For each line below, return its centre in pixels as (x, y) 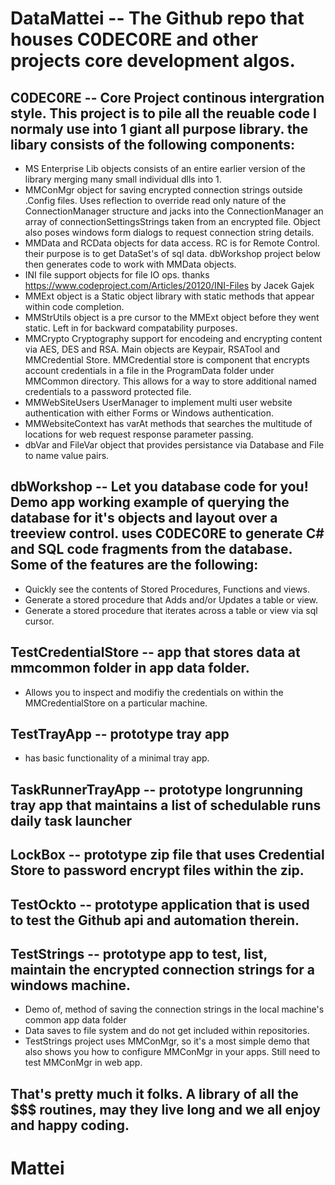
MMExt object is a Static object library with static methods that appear (169, 296)
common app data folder (75, 1020)
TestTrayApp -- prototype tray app (120, 734)
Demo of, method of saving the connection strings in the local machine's (174, 1009)
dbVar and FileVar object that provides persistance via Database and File (174, 445)
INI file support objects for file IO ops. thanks (117, 275)
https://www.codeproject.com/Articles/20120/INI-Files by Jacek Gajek (169, 285)
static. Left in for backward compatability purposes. (131, 328)
